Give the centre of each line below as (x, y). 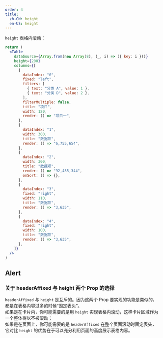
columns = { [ (25, 65)
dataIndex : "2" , (39, 157)
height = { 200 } (27, 61)
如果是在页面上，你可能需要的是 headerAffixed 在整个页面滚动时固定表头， (81, 324)
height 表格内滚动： (25, 38)
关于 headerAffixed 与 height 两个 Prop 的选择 (60, 288)
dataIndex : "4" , (39, 221)
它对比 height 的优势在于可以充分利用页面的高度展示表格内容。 (69, 331)
